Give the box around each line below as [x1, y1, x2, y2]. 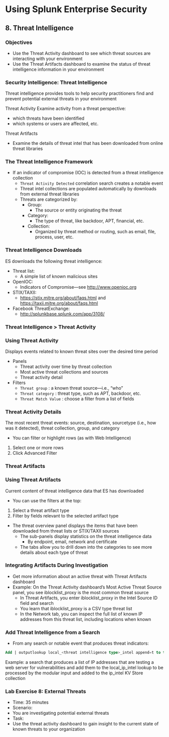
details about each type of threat [20, 549, 88, 555]
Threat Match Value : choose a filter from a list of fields [20, 395, 134, 402]
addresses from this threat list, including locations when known [20, 616, 151, 622]
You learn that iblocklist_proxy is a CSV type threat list [20, 605, 132, 611]
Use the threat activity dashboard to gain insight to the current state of [12, 721, 159, 727]
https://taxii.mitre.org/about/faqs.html [20, 300, 98, 306]
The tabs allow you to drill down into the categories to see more [20, 544, 152, 550]
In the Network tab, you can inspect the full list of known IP [20, 611, 143, 617]
